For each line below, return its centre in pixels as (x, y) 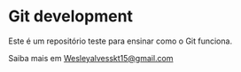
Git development (71, 16)
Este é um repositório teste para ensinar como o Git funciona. (120, 41)
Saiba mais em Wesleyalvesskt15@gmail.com (91, 58)
